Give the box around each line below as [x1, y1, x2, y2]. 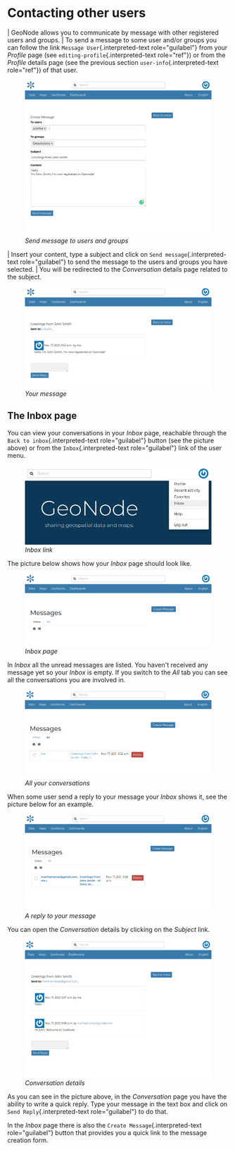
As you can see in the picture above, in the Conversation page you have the [7, 1092, 227, 1101]
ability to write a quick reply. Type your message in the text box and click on [7, 1100, 228, 1108]
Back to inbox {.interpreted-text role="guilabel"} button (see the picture [7, 436, 215, 444]
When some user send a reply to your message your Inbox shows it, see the [7, 792, 227, 801]
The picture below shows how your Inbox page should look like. [7, 559, 192, 568]
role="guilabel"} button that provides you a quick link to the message [7, 1129, 208, 1137]
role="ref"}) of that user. [7, 66, 78, 74]
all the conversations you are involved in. [7, 675, 126, 684]
